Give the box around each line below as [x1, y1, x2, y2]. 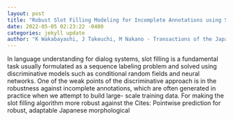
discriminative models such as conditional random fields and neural [7, 70, 200, 78]
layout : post [7, 10, 45, 17]
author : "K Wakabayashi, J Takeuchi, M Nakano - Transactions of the [7, 36, 213, 43]
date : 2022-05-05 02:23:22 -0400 [7, 23, 104, 30]
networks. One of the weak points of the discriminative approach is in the [7, 77, 217, 85]
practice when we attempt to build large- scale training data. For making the [7, 91, 224, 100]
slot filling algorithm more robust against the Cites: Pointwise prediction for [7, 99, 221, 107]
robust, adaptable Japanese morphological [7, 106, 130, 115]
